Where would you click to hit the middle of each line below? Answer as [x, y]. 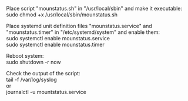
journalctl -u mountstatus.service [46, 92]
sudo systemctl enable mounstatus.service [58, 38]
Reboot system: [25, 56]
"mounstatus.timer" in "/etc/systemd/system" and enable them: [83, 32]
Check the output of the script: [43, 73]
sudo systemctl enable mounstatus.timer [55, 44]
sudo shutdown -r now [33, 62]
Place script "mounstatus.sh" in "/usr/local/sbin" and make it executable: [94, 8]
